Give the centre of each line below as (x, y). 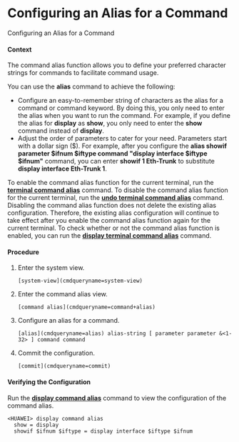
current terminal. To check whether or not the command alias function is (113, 228)
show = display (36, 425)
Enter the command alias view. (63, 294)
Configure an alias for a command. (68, 321)
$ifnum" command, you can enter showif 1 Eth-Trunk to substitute (116, 161)
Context (20, 49)
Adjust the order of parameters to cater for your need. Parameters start (122, 139)
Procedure (23, 252)
